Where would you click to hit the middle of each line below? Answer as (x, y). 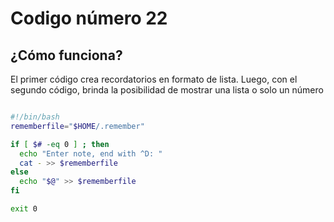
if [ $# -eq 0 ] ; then (60, 144)
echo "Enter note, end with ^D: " (91, 153)
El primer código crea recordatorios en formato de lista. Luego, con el (154, 79)
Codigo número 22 (89, 18)
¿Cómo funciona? (66, 55)
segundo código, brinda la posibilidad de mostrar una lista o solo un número (167, 90)
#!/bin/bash (35, 117)
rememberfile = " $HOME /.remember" (77, 126)
